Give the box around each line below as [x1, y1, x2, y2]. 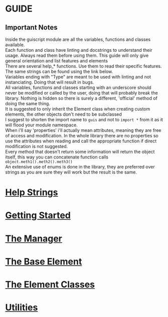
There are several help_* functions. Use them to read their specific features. [5, 63, 162, 69]
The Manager [5, 232, 63, 244]
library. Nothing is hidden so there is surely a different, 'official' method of [5, 95, 158, 101]
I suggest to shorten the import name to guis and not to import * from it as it [5, 117, 163, 122]
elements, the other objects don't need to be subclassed [5, 111, 122, 117]
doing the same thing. [5, 101, 50, 106]
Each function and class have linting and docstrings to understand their [5, 47, 153, 53]
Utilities [5, 302, 38, 313]
